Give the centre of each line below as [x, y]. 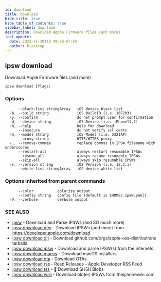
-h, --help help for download [62, 126]
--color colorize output [54, 191]
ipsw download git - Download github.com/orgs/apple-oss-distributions [84, 238]
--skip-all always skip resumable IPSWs [77, 160]
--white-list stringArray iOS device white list [70, 169]
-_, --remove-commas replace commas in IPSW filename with [82, 143]
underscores [17, 147]
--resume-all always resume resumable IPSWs [79, 156]
